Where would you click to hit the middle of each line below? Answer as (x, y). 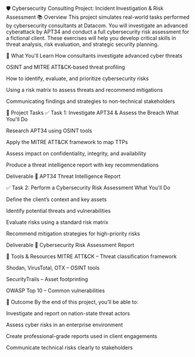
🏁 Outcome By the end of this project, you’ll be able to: (72, 302)
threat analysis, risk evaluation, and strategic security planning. (83, 44)
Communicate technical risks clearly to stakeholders (70, 348)
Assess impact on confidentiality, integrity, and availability (76, 154)
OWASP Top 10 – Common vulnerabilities (56, 291)
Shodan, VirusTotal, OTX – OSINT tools (53, 268)
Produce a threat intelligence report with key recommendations (83, 165)
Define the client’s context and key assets (56, 199)
